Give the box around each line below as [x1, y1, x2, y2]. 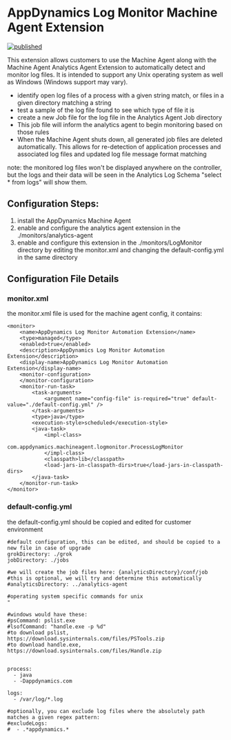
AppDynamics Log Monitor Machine [7, 5, 218, 21]
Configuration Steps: [7, 198, 99, 210]
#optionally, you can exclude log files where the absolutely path [7, 708, 205, 714]
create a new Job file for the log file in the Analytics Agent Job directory [17, 113, 223, 122]
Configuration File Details [7, 273, 119, 285]
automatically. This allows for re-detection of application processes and [17, 142, 221, 151]
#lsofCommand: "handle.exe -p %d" [7, 623, 107, 630]
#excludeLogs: [7, 720, 48, 727]
